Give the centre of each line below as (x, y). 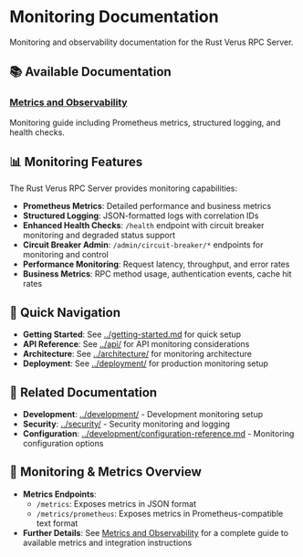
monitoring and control (66, 255)
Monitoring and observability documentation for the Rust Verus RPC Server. (151, 42)
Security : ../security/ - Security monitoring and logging (126, 424)
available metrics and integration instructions (107, 542)
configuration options (63, 444)
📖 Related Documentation (84, 392)
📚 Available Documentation (90, 72)
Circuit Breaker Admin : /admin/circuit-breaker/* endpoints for (143, 245)
